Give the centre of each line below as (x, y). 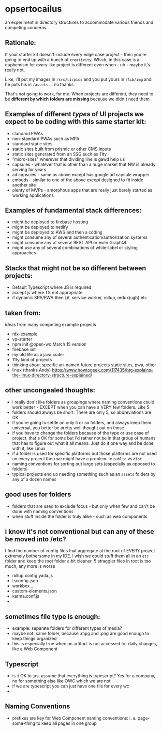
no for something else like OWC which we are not (61, 681)
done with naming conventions (43, 511)
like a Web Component (35, 649)
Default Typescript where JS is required (52, 287)
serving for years (29, 169)
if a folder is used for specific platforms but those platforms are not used (84, 453)
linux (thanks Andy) (31, 370)
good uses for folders (38, 494)
